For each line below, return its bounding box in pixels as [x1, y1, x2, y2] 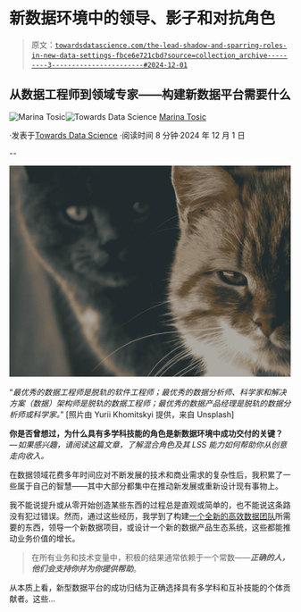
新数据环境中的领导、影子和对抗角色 [9, 8, 276, 29]
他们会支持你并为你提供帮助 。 [30, 563, 141, 574]
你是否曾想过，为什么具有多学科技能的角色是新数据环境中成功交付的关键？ [9, 428, 283, 439]
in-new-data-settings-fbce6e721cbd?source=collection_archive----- [30, 51, 288, 60]
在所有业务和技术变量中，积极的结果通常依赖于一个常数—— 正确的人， [30, 551, 290, 563]
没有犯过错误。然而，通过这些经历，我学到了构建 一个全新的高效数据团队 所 [9, 510, 283, 521]
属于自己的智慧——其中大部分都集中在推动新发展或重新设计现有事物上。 [16, 480, 283, 491]
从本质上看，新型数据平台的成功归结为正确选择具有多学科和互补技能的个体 [9, 582, 283, 592]
